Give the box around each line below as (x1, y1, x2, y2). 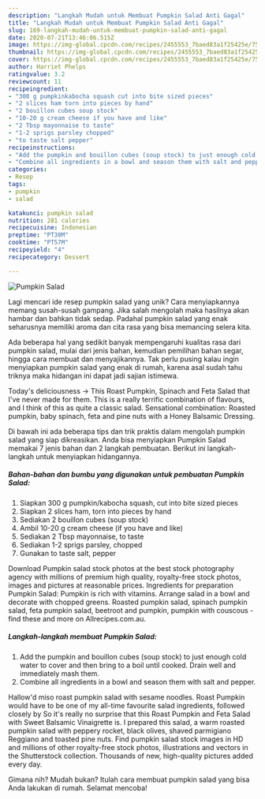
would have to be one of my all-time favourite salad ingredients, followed (8, 700, 245, 710)
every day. (8, 759, 43, 769)
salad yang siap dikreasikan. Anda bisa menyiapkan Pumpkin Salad (8, 435, 226, 444)
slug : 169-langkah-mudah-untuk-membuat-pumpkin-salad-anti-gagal (8, 26, 227, 34)
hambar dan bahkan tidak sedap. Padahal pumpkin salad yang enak (8, 313, 229, 323)
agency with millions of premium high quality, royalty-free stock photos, (8, 572, 242, 581)
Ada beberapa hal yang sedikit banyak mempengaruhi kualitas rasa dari (8, 337, 241, 347)
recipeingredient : (8, 84, 69, 93)
